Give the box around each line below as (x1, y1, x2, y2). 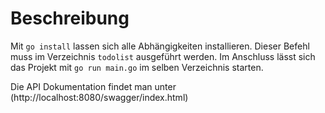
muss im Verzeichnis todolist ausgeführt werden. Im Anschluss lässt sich (10, 50, 316, 62)
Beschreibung (10, 7, 130, 30)
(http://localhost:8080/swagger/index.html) (10, 91, 189, 103)
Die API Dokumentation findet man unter (10, 80, 177, 92)
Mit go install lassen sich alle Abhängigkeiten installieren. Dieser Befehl (10, 40, 310, 52)
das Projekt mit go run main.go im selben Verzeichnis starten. (10, 61, 264, 73)
